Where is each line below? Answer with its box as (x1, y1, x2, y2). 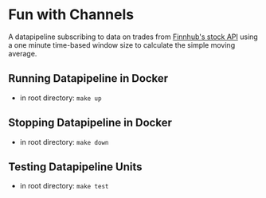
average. (8, 49, 37, 58)
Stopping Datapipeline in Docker (8, 116, 173, 130)
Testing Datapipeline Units (8, 160, 143, 173)
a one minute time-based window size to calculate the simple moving (8, 40, 236, 49)
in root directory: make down (19, 137, 109, 146)
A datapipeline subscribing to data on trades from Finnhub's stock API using (8, 32, 259, 41)
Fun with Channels (8, 6, 134, 24)
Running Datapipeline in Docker (8, 72, 169, 85)
